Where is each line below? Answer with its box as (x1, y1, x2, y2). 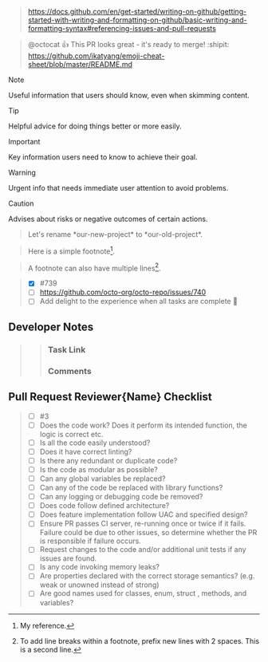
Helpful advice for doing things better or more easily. (8, 121, 182, 131)
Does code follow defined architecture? (39, 501, 170, 510)
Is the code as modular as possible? (39, 464, 158, 474)
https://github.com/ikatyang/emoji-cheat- (27, 51, 165, 61)
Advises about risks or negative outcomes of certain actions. (8, 215, 208, 223)
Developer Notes (8, 320, 94, 333)
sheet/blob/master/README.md (27, 60, 133, 69)
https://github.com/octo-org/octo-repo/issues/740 (39, 287, 207, 298)
